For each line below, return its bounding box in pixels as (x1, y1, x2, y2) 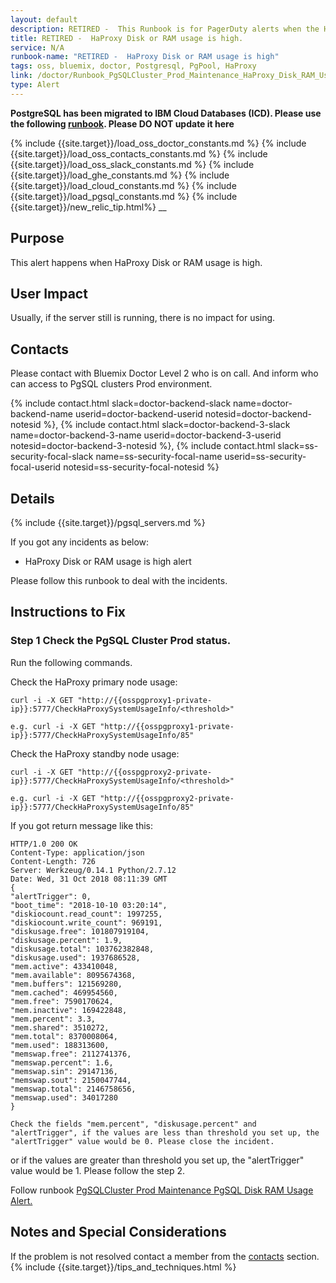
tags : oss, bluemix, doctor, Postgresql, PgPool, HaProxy (10, 61, 257, 71)
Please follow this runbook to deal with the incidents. (10, 575, 228, 586)
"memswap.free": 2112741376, (10, 1049, 132, 1059)
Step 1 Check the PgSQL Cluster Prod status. (10, 634, 232, 648)
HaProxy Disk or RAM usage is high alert (24, 556, 192, 567)
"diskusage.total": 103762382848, (10, 944, 155, 954)
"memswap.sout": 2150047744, (10, 1075, 132, 1085)
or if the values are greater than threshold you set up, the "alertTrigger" (10, 1154, 305, 1166)
